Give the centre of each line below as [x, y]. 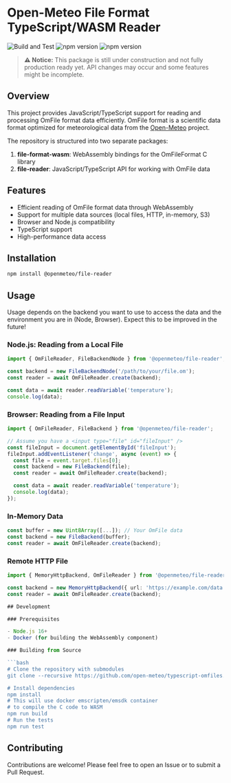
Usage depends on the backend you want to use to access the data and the [114, 313]
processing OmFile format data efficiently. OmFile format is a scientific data [114, 120]
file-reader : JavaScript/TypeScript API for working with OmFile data [114, 169]
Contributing [35, 748]
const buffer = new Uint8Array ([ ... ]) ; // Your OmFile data [95, 531]
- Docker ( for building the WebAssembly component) [82, 638]
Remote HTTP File [38, 561]
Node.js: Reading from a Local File [65, 344]
